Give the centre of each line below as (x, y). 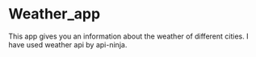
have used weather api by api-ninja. (68, 44)
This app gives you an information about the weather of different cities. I (128, 36)
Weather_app (55, 14)
